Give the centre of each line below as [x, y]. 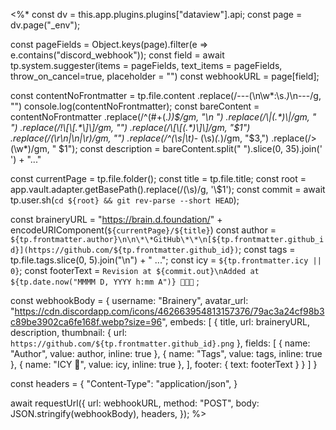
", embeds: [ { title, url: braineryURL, [235, 322]
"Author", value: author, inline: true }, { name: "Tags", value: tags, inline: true [166, 353]
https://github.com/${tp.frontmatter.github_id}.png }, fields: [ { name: [160, 343]
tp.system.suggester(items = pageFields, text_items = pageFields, [146, 65]
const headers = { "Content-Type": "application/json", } [124, 383]
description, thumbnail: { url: [69, 332]
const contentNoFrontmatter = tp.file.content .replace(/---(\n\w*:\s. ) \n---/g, [166, 95]
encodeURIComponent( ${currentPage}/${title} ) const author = [143, 230]
